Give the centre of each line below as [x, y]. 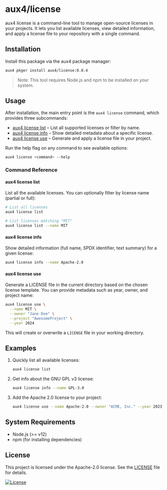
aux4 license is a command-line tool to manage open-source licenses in [79, 23]
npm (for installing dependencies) [47, 439]
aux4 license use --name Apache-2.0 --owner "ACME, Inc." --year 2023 [87, 407]
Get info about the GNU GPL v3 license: [53, 379]
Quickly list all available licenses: [46, 360]
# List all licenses [27, 207]
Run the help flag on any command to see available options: [67, 148]
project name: [19, 296]
